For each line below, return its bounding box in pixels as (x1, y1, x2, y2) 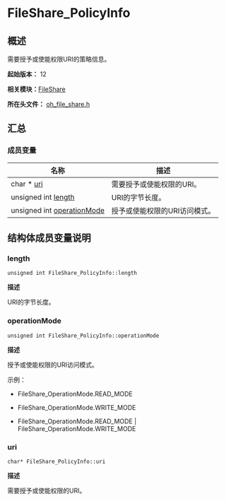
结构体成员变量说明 (7, 232, 91, 244)
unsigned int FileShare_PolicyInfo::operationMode (7, 332, 160, 339)
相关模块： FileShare (7, 85, 66, 93)
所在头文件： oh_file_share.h (7, 100, 90, 108)
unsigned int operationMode (11, 205, 105, 215)
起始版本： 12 (7, 70, 47, 78)
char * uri (11, 179, 44, 189)
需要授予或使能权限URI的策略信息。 (7, 55, 111, 63)
